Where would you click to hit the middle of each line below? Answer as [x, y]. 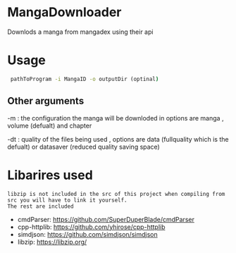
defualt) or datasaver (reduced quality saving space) [83, 147]
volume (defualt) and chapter [50, 125]
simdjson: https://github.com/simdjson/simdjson [87, 234]
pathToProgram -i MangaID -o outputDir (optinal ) [85, 79]
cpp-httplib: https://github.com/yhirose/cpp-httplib [91, 227]
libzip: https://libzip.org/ [52, 242]
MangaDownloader [64, 12]
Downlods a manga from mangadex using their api [80, 32]
